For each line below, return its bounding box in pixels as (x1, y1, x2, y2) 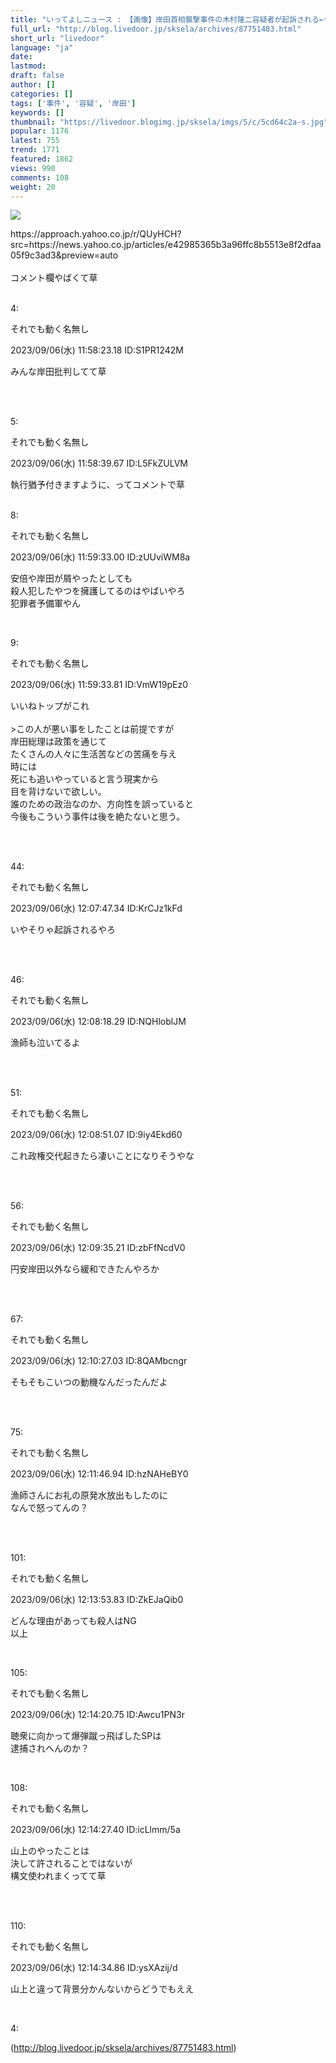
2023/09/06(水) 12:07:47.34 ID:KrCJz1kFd (10, 902, 183, 915)
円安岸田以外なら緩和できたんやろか (10, 1263, 160, 1275)
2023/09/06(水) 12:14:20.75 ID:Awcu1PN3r (10, 1709, 185, 1721)
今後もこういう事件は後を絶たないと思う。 (10, 811, 186, 823)
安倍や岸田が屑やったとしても (10, 572, 133, 585)
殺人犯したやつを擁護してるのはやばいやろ (10, 585, 186, 597)
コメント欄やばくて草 (10, 272, 98, 284)
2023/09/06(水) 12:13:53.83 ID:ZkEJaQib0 (10, 1594, 184, 1606)
